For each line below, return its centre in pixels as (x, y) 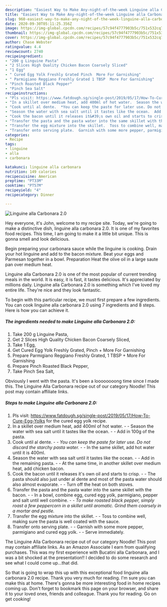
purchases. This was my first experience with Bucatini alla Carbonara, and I (83, 552)
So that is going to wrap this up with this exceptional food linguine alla (77, 572)
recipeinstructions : (27, 93)
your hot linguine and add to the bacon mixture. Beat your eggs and (75, 254)
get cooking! (18, 599)
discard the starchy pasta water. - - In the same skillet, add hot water (83, 447)
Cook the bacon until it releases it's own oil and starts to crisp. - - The (84, 473)
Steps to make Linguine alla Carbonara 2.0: (51, 403)
